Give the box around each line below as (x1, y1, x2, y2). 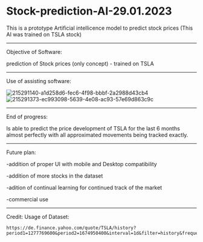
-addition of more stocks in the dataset (6, 172, 103, 180)
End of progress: (6, 113, 48, 120)
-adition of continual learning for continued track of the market (6, 184, 162, 191)
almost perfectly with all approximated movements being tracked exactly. (6, 131, 188, 138)
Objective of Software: (6, 48, 62, 55)
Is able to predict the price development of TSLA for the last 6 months (6, 124, 180, 132)
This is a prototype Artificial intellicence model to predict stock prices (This (6, 24, 193, 32)
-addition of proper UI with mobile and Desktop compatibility (6, 160, 157, 167)
